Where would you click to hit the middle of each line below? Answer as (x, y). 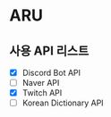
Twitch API (42, 93)
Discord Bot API (51, 73)
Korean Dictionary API (63, 103)
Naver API (41, 83)
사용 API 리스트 (49, 50)
